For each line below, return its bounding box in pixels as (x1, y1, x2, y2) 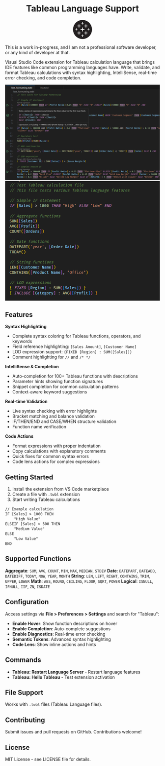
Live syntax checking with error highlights (12, 408, 97, 414)
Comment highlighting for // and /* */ (12, 354, 91, 360)
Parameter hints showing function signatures (12, 379, 103, 384)
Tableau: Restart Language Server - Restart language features (12, 669, 141, 675)
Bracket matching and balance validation (12, 413, 95, 420)
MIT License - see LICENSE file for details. (5, 756, 91, 762)
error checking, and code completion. (5, 75, 82, 80)
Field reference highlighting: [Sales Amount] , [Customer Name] (12, 344, 137, 349)
